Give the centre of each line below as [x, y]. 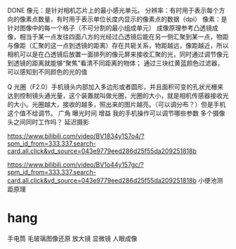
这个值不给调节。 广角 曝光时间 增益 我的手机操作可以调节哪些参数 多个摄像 [116, 113]
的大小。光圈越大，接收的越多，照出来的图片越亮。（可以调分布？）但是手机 [117, 104]
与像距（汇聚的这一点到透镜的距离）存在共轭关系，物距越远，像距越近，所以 [118, 45]
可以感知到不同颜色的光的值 [47, 72]
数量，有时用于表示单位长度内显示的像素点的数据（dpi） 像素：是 [132, 19]
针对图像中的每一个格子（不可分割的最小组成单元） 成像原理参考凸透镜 [110, 28]
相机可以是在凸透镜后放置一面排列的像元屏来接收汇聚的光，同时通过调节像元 [118, 54]
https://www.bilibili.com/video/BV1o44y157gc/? [76, 165]
